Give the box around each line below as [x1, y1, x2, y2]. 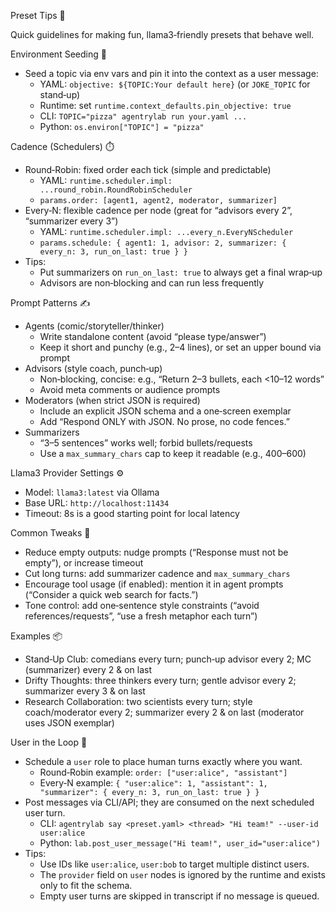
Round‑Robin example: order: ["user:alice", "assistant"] [39, 766, 288, 778]
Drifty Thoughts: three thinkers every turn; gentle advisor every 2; [24, 675, 297, 686]
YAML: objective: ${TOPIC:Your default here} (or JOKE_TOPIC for [39, 78, 311, 90]
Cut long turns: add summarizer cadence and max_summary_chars [24, 568, 291, 579]
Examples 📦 [10, 630, 63, 642]
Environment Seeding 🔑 [10, 48, 107, 60]
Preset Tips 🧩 [10, 10, 66, 21]
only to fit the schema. [39, 880, 133, 891]
